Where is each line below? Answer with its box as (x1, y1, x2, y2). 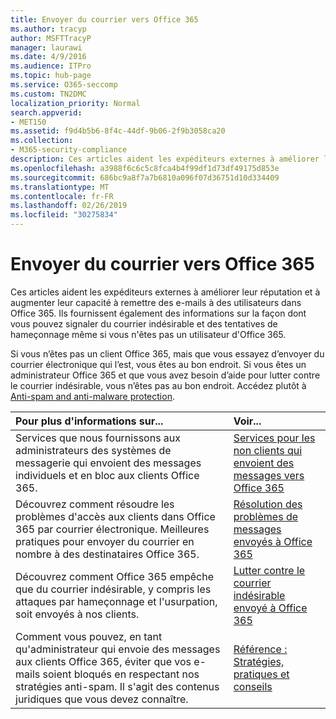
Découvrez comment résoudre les (15, 497, 175, 511)
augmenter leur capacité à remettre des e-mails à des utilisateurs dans (10, 296, 302, 308)
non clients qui (233, 443, 303, 457)
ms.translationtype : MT (10, 182, 110, 192)
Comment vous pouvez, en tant (15, 629, 163, 643)
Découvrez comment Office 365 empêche (15, 569, 215, 583)
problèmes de (233, 509, 299, 523)
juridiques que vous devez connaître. (15, 692, 189, 706)
